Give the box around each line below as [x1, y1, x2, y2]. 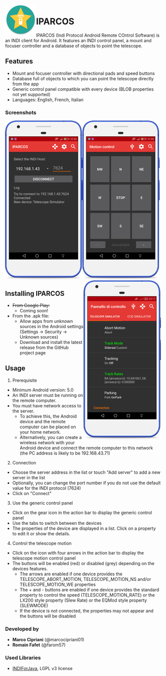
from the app [12, 81, 39, 87]
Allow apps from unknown [19, 318, 73, 324]
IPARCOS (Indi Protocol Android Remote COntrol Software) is [36, 32, 160, 38]
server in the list [12, 474, 45, 480]
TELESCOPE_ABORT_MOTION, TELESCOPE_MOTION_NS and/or [19, 576, 152, 582]
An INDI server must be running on [12, 392, 83, 398]
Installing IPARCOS [5, 289, 65, 298]
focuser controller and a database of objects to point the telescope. [5, 43, 142, 49]
